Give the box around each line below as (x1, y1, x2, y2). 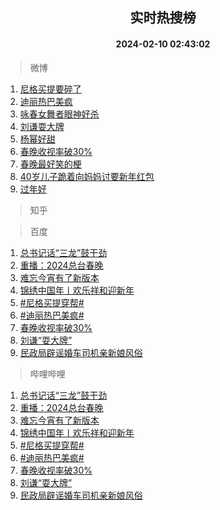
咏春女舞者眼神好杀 (19, 108, 100, 120)
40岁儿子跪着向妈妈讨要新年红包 (19, 170, 155, 182)
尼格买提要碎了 (19, 83, 82, 95)
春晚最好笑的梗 (19, 158, 82, 170)
